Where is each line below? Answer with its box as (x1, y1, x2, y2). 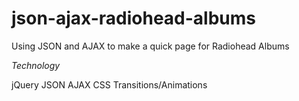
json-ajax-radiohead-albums (11, 7, 257, 30)
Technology (11, 59, 61, 71)
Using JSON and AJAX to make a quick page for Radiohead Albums (11, 40, 290, 52)
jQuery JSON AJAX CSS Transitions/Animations (11, 78, 208, 91)
